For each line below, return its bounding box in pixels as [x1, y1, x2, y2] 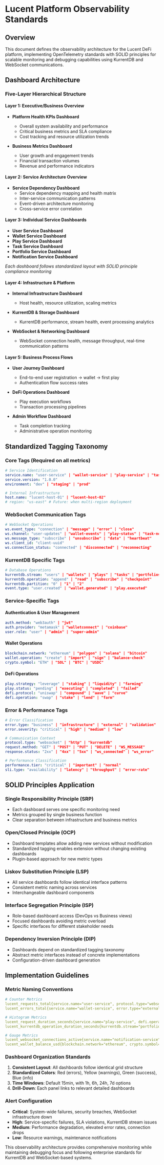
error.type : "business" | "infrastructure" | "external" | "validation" [5, 722, 156, 727]
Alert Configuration [5, 1098, 52, 1104]
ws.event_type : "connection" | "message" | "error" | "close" [5, 527, 134, 532]
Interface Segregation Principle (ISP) [5, 901, 94, 908]
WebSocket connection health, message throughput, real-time [19, 338, 145, 344]
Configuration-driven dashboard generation [12, 957, 101, 963]
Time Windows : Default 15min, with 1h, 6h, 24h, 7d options [12, 1080, 131, 1086]
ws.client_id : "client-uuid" [5, 540, 64, 545]
